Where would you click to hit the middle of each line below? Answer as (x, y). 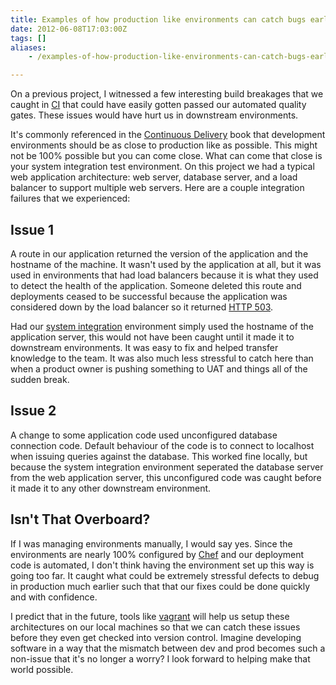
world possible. (42, 669)
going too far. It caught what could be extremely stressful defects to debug (165, 575)
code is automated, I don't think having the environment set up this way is (162, 565)
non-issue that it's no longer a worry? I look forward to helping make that (160, 658)
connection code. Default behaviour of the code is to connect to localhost (162, 445)
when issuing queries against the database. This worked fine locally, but (159, 456)
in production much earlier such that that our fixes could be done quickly (160, 586)
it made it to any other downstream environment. (111, 488)
